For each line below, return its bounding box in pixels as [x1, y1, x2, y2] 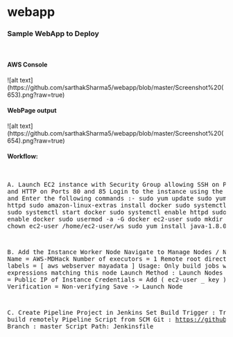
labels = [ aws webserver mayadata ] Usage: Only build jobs [7, 262, 220, 270]
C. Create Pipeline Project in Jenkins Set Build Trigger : [7, 309, 216, 317]
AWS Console [7, 60, 48, 69]
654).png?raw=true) [7, 136, 65, 145]
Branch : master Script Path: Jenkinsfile [7, 322, 154, 331]
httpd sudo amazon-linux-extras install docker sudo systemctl [7, 201, 227, 210]
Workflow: [7, 152, 38, 161]
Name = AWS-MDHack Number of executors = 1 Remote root [7, 255, 201, 263]
